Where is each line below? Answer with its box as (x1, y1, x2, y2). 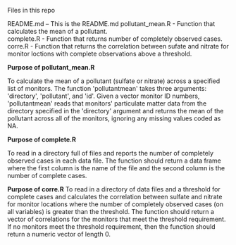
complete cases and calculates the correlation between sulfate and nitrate (7, 193, 223, 201)
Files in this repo (7, 6, 55, 14)
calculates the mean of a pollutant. (7, 27, 108, 35)
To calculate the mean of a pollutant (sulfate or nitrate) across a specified (7, 77, 221, 85)
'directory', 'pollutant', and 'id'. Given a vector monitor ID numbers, (7, 92, 200, 100)
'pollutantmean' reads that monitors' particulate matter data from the (7, 99, 207, 108)
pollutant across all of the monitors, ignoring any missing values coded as (7, 114, 221, 122)
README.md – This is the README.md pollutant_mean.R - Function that (7, 20, 216, 27)
